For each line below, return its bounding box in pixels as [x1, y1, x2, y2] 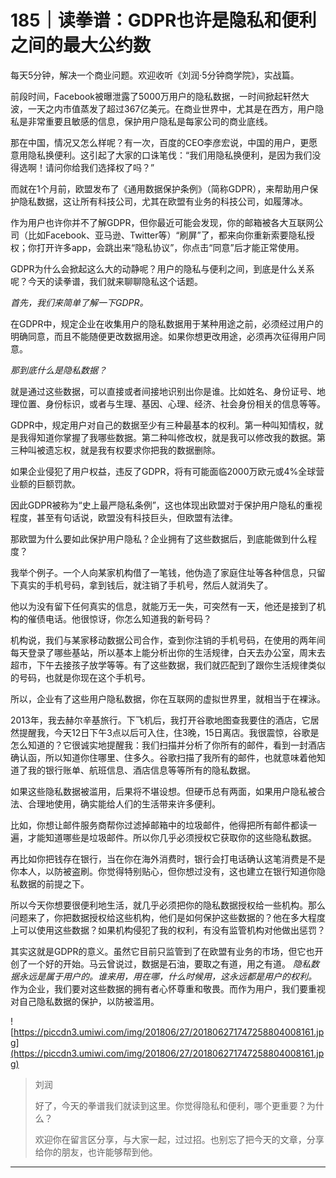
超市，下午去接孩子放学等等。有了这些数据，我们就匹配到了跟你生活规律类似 [10, 659, 326, 671]
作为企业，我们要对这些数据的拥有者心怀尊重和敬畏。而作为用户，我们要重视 [10, 982, 326, 995]
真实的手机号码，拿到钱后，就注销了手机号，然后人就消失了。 [18, 579, 273, 591]
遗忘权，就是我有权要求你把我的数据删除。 [44, 444, 221, 456]
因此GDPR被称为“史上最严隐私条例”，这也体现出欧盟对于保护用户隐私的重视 [10, 499, 323, 511]
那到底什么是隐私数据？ [10, 364, 107, 376]
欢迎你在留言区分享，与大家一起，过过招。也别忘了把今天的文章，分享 [34, 1133, 325, 1145]
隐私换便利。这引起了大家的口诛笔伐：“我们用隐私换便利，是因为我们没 [27, 149, 322, 161]
